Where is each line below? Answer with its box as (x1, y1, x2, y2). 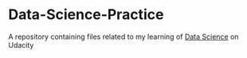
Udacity (8, 40, 34, 49)
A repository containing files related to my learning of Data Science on (8, 32, 239, 41)
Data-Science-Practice (8, 6, 164, 24)
